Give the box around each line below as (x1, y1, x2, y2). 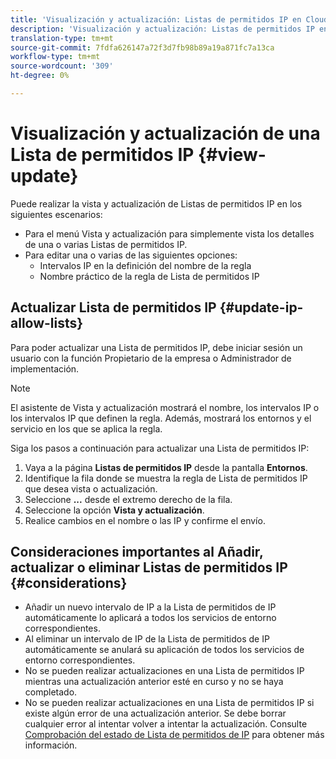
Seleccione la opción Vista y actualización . (24, 504, 205, 516)
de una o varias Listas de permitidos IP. (24, 238, 188, 250)
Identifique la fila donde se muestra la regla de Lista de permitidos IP (24, 472, 308, 484)
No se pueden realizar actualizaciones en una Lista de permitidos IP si (24, 697, 315, 709)
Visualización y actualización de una (10, 122, 321, 145)
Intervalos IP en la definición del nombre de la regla (39, 259, 252, 271)
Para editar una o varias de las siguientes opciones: (24, 249, 238, 261)
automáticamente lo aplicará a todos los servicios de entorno (24, 612, 277, 624)
